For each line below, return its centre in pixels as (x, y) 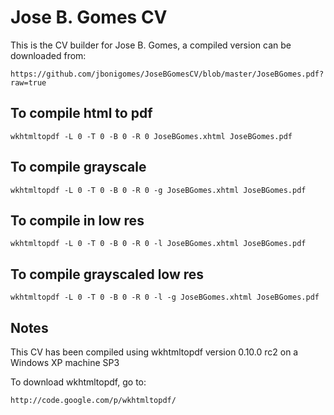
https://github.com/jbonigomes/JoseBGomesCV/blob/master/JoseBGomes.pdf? (167, 74)
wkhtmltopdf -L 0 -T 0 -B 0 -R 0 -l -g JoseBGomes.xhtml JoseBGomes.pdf (165, 297)
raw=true (28, 82)
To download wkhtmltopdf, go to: (78, 382)
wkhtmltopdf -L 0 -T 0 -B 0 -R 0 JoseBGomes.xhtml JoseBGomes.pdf (151, 136)
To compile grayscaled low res (107, 274)
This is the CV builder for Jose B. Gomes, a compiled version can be (151, 45)
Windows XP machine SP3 (65, 362)
